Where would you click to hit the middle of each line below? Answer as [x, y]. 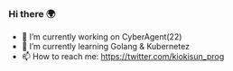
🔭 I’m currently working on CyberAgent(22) [102, 37]
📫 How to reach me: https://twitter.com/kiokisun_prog [123, 57]
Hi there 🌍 [32, 13]
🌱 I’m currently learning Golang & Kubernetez [106, 47]
